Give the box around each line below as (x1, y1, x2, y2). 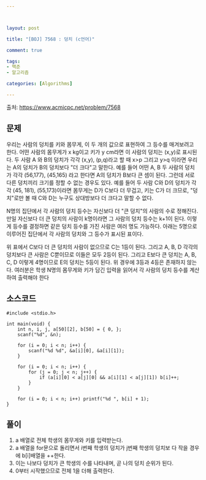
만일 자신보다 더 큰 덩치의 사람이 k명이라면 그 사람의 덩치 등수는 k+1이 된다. (6, 215, 186, 222)
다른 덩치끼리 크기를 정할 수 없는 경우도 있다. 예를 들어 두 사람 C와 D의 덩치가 (6, 179, 190, 186)
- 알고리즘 (6, 70, 29, 76)
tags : (6, 58, 20, 64)
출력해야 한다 (17, 274, 49, 281)
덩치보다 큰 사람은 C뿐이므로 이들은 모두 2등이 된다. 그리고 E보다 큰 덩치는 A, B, (6, 250, 197, 258)
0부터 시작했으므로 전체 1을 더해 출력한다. (15, 467, 115, 474)
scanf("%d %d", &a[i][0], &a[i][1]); (28, 347, 124, 354)
